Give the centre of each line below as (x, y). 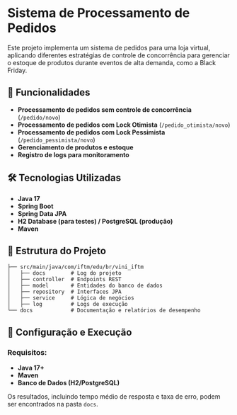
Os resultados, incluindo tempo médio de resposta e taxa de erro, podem (114, 397)
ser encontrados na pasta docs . (53, 404)
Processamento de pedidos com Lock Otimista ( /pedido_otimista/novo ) (124, 125)
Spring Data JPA (42, 213)
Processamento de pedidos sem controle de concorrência (105, 109)
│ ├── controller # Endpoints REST (64, 280)
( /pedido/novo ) (39, 117)
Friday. (17, 70)
